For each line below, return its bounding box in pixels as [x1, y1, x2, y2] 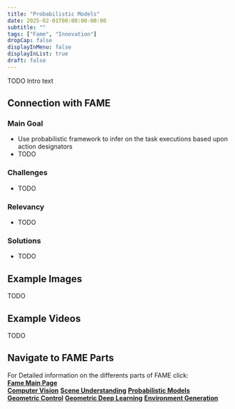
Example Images [7, 273, 83, 285]
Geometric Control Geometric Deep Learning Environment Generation [7, 393, 219, 402]
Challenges [7, 168, 48, 178]
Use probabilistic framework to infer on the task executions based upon [17, 135, 228, 143]
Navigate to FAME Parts [7, 352, 115, 364]
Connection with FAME [7, 97, 111, 109]
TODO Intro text [7, 76, 53, 85]
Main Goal [7, 118, 43, 128]
